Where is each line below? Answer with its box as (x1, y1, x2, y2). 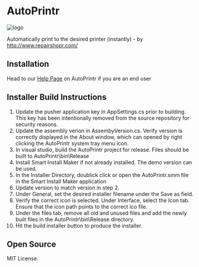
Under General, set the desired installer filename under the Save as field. (15, 190, 194, 197)
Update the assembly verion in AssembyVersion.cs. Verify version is (15, 127, 183, 134)
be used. (15, 165, 37, 172)
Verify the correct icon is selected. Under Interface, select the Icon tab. (15, 197, 189, 204)
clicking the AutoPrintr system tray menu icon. (15, 139, 129, 147)
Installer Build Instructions (7, 92, 107, 103)
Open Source (7, 239, 56, 249)
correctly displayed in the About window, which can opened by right (15, 133, 183, 141)
